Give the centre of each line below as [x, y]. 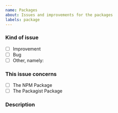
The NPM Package [32, 85]
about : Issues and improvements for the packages [59, 15]
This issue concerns [31, 74]
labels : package [22, 20]
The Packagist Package [38, 91]
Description [20, 105]
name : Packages [21, 10]
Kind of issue [22, 37]
